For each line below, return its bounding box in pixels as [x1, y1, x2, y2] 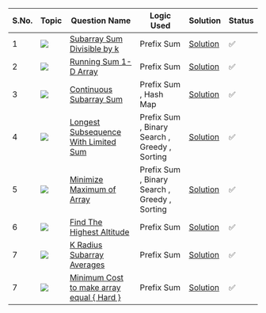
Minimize [70, 174, 104, 185]
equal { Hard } [70, 292, 121, 303]
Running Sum [70, 56, 120, 67]
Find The [70, 217, 103, 227]
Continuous [70, 84, 113, 94]
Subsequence [70, 127, 121, 137]
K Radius [70, 239, 103, 250]
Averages [70, 259, 105, 270]
